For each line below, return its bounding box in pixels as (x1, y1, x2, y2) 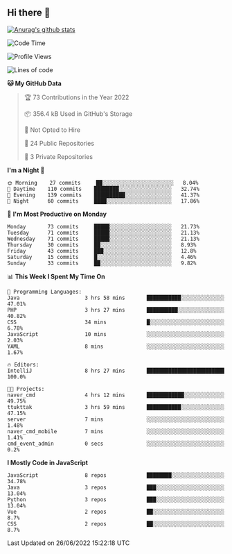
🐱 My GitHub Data (7, 79, 62, 87)
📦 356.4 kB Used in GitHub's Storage (24, 109, 133, 118)
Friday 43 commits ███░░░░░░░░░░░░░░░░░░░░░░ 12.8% (7, 247, 197, 254)
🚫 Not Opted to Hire (24, 126, 81, 134)
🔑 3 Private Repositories (24, 152, 93, 160)
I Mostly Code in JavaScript (7, 458, 89, 467)
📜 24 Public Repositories (24, 139, 95, 147)
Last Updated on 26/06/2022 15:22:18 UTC (7, 539, 130, 547)
